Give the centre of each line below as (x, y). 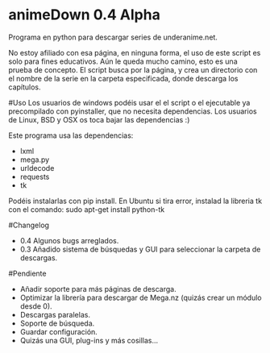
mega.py (35, 160)
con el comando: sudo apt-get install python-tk (87, 209)
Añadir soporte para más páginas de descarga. (98, 289)
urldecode (37, 168)
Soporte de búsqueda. (57, 323)
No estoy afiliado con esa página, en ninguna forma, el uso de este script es (135, 52)
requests (35, 176)
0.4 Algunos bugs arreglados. (69, 240)
